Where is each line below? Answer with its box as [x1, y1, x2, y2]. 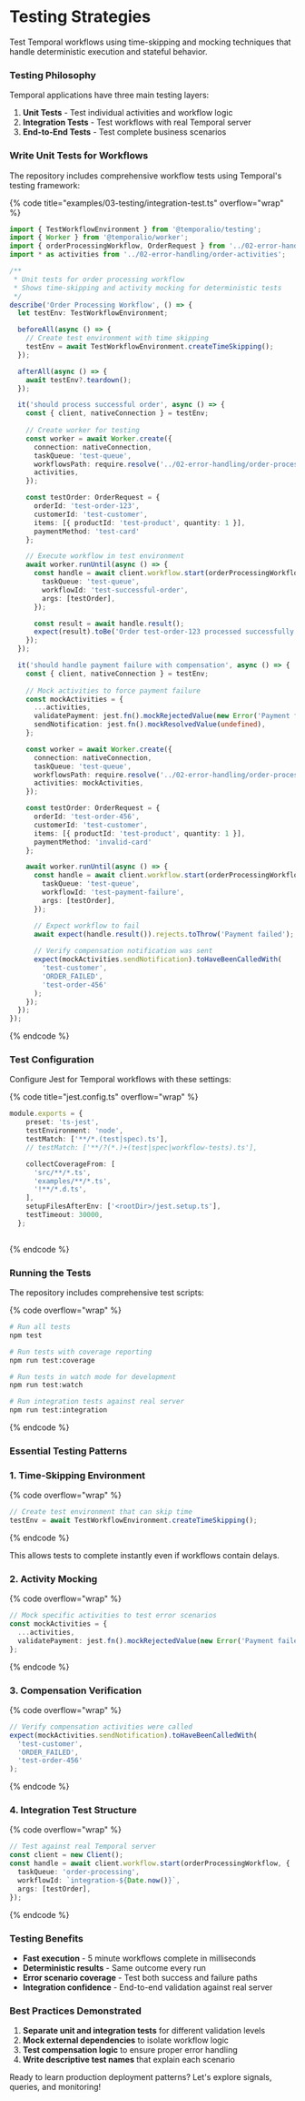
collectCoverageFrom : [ [25, 1159, 116, 1169]
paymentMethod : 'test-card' [33, 526, 141, 536]
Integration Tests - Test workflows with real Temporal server [22, 117, 251, 128]
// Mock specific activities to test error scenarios [9, 1611, 218, 1620]
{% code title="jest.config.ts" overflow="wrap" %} [9, 1091, 199, 1102]
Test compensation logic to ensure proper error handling [22, 2045, 238, 2055]
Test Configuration [9, 1053, 94, 1066]
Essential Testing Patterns [9, 1445, 128, 1457]
